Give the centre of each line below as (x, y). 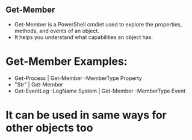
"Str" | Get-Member (39, 84)
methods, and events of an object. (57, 31)
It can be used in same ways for (86, 115)
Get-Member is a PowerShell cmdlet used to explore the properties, (98, 24)
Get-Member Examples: (67, 61)
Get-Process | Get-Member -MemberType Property (78, 78)
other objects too (49, 128)
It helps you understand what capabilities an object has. (84, 37)
